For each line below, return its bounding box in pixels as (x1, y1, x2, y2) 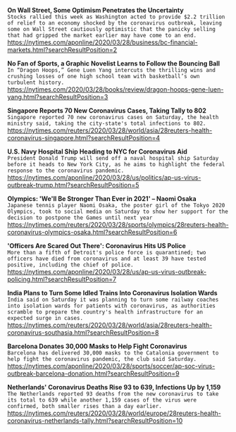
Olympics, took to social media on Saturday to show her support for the (7, 208, 229, 215)
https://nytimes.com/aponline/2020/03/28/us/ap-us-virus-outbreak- (7, 268, 206, 276)
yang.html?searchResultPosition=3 (7, 93, 108, 101)
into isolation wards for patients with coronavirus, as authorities (7, 302, 216, 309)
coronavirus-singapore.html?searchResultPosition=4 (7, 134, 161, 142)
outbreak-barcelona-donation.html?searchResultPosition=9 (7, 369, 180, 378)
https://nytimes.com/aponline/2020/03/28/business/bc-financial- (7, 38, 199, 47)
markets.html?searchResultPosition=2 (7, 46, 118, 54)
